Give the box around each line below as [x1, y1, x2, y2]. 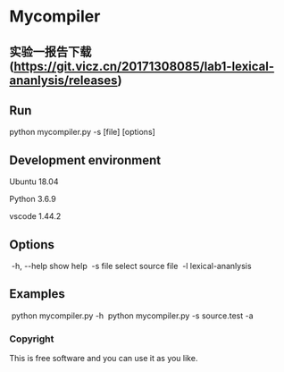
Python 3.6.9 [9, 194, 56, 205]
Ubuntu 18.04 [9, 176, 59, 187]
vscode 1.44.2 [9, 211, 62, 222]
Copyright [9, 333, 54, 345]
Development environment [9, 152, 162, 167]
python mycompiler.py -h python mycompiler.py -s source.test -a [11, 310, 254, 321]
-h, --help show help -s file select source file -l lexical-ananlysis [11, 261, 252, 272]
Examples [9, 286, 65, 301]
